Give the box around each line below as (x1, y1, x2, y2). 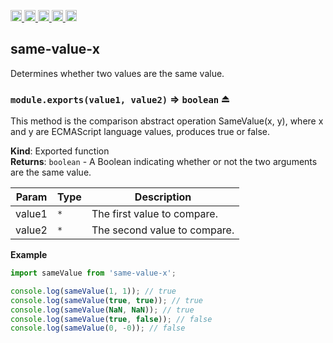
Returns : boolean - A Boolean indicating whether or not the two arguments (10, 156, 318, 168)
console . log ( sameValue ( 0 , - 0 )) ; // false (10, 323, 186, 334)
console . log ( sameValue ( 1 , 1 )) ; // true (10, 286, 177, 296)
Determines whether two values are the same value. (10, 67, 225, 79)
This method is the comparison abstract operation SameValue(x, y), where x (10, 115, 324, 127)
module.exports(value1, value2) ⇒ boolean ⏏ (10, 92, 231, 106)
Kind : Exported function (10, 145, 110, 157)
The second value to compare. (91, 223, 235, 237)
